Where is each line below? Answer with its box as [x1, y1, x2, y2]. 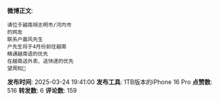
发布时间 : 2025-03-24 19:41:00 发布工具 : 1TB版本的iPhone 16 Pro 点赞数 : [7, 78, 213, 86]
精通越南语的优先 [7, 50, 49, 57]
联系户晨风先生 [7, 36, 43, 43]
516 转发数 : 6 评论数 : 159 [7, 87, 77, 94]
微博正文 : [7, 7, 34, 14]
